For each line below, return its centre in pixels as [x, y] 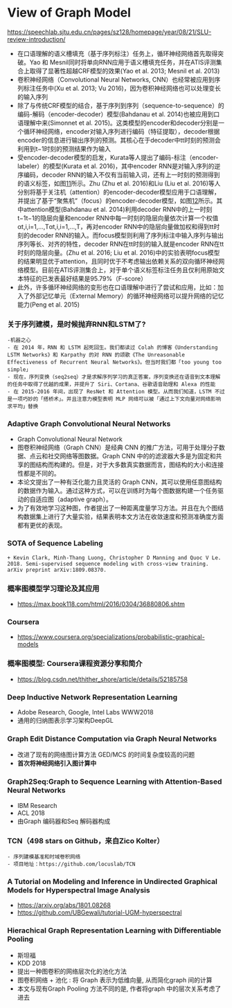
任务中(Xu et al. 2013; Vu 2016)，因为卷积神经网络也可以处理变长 [128, 88]
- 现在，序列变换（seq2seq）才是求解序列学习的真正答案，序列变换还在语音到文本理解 [114, 377]
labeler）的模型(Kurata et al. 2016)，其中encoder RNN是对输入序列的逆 [119, 166]
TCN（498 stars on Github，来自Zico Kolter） [86, 840]
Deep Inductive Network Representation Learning [92, 697]
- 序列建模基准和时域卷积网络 [44, 856]
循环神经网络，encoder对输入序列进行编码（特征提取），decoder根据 [122, 131]
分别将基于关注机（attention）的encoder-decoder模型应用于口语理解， [118, 192]
